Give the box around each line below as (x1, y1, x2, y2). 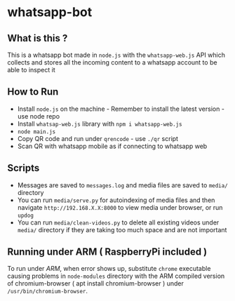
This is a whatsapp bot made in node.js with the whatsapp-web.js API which (7, 51, 226, 59)
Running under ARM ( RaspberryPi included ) (7, 246, 208, 258)
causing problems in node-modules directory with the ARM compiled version (7, 272, 225, 281)
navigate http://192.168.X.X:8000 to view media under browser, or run (17, 203, 223, 211)
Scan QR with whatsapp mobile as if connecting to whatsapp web (17, 142, 208, 150)
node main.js (17, 128, 56, 135)
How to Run (7, 86, 59, 98)
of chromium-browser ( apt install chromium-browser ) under (7, 279, 184, 288)
